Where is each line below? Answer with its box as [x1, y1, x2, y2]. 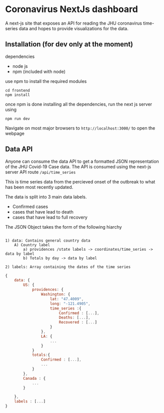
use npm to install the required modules [5, 78, 87, 84]
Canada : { [23, 376, 46, 381]
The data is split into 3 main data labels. [5, 193, 87, 199]
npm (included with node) [12, 68, 66, 74]
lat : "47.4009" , [49, 296, 84, 301]
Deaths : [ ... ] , [58, 315, 91, 320]
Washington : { [40, 292, 70, 297]
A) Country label [14, 242, 50, 247]
